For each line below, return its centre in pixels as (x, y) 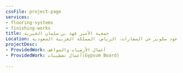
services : (18, 17)
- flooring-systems (30, 22)
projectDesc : (22, 45)
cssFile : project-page (33, 11)
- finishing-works (28, 28)
